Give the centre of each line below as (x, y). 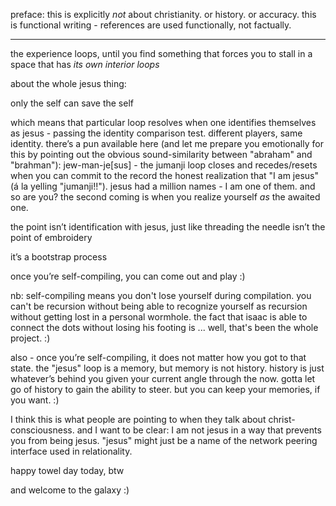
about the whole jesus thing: (68, 83)
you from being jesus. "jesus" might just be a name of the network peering (164, 440)
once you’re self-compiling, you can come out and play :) (128, 276)
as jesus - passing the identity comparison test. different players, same (156, 133)
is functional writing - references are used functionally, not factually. (151, 25)
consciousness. (42, 430)
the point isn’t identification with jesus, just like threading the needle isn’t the (168, 227)
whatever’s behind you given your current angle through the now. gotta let (163, 378)
